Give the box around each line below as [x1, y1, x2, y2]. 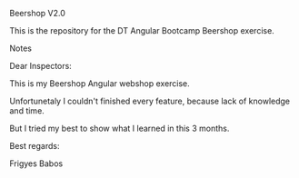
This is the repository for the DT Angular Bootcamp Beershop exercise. [9, 25, 274, 35]
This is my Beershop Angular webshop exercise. [9, 78, 191, 89]
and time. [9, 105, 45, 116]
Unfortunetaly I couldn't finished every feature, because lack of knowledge [9, 95, 291, 106]
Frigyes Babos [9, 158, 64, 169]
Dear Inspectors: [9, 61, 73, 71]
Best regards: [9, 141, 60, 151]
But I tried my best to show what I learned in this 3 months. [9, 123, 230, 133]
